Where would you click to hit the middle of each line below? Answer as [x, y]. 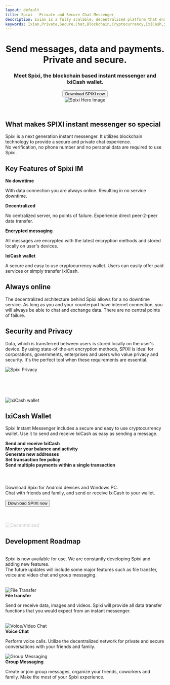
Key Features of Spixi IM [44, 169]
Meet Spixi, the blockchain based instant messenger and [85, 76]
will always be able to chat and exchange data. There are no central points [83, 310]
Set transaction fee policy [33, 460]
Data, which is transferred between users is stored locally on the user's [80, 343]
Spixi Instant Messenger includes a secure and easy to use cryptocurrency [83, 428]
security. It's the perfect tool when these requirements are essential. [76, 359]
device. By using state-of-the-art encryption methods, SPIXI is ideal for [79, 349]
